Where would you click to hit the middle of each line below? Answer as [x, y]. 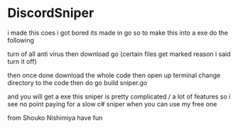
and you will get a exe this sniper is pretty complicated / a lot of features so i [119, 96]
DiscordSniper [51, 13]
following [21, 40]
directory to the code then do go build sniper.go [77, 82]
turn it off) [22, 61]
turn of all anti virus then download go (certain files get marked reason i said [119, 54]
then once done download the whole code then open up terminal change [114, 75]
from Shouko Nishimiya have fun [55, 118]
